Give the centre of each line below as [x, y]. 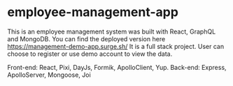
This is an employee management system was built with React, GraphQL [112, 31]
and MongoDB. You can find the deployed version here [86, 38]
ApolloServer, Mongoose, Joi [49, 75]
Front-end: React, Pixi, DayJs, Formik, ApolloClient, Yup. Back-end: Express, [117, 67]
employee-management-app [93, 12]
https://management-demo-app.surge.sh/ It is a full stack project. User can [116, 46]
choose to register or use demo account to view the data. [90, 54]
